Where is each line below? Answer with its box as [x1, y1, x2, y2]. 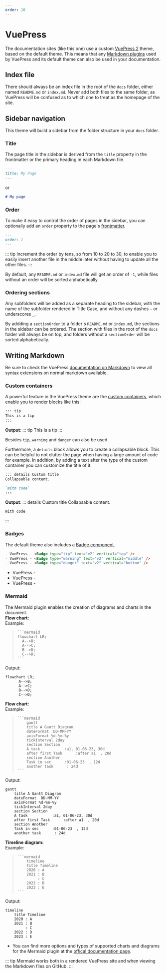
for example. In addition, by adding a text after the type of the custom [5, 457, 148, 463]
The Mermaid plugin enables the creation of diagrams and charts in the [5, 604, 151, 610]
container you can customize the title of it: [5, 462, 92, 468]
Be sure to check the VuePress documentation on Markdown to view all [5, 365, 152, 371]
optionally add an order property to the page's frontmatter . [5, 223, 126, 229]
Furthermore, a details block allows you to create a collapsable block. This [5, 446, 160, 452]
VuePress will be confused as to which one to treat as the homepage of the [5, 95, 160, 101]
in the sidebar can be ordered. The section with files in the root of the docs [5, 326, 158, 332]
